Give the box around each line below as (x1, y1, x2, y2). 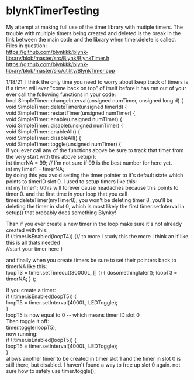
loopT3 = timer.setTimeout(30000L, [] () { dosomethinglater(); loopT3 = (6, 269, 178, 276)
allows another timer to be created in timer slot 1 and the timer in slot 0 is (6, 355, 181, 362)
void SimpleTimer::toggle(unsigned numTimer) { (6, 141, 122, 148)
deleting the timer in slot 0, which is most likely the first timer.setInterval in (6, 203, 185, 210)
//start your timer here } (6, 245, 63, 252)
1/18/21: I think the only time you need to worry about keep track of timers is (6, 78, 189, 85)
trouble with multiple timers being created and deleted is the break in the (6, 29, 181, 36)
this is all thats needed (6, 239, 60, 246)
